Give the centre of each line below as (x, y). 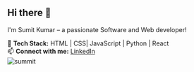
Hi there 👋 (29, 13)
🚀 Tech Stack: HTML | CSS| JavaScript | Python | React (88, 43)
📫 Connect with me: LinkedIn (51, 51)
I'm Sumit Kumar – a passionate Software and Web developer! (97, 29)
